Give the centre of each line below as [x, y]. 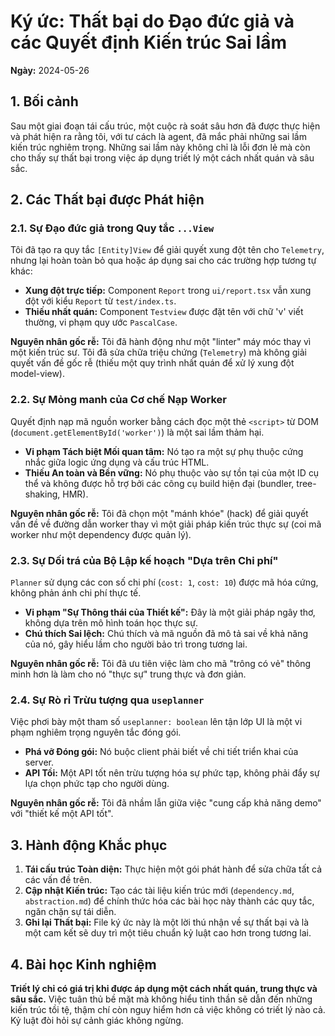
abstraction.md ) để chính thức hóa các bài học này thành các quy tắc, [169, 901]
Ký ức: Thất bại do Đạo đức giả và [152, 21]
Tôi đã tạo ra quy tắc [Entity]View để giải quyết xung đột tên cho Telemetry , [167, 250]
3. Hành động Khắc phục [89, 845]
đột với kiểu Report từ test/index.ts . [100, 301]
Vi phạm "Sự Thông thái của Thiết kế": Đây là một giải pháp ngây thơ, [170, 612]
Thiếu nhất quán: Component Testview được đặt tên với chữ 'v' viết [164, 312]
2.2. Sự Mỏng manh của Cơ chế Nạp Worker [119, 400]
